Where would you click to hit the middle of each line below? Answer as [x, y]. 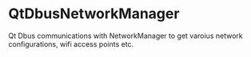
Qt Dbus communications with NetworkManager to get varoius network [125, 36]
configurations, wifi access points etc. [71, 44]
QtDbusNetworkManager [94, 14]
